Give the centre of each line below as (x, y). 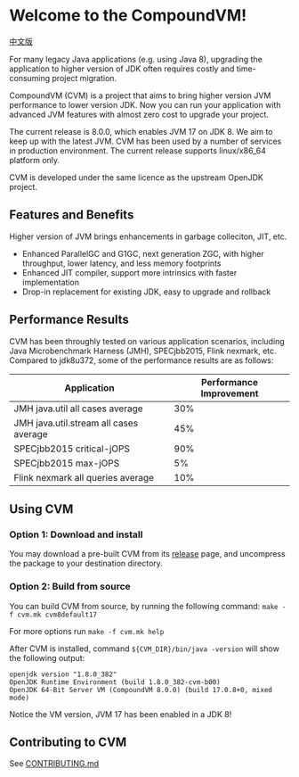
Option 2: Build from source (70, 587)
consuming (30, 78)
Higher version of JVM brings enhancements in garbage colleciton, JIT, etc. (148, 236)
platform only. (35, 160)
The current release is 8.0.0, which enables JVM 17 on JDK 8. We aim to (141, 131)
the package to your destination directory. (86, 564)
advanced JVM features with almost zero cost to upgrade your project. (139, 114)
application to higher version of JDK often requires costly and (122, 69)
